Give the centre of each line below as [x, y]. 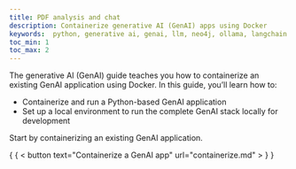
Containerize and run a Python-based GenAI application [124, 102]
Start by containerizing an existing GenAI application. [106, 138]
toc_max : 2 [29, 50]
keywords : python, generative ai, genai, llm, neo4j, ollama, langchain [148, 34]
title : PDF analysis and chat [65, 17]
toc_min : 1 [29, 42]
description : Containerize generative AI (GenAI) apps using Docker [138, 26]
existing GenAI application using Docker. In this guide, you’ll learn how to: [143, 85]
